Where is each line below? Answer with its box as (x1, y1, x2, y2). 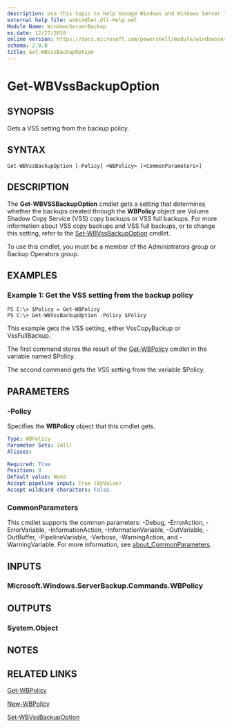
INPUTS (7, 560, 41, 572)
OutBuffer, (7, 533, 37, 542)
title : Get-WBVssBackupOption (7, 49, 95, 56)
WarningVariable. (7, 540, 57, 549)
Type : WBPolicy (7, 435, 51, 442)
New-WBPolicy (7, 700, 50, 708)
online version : (7, 36, 54, 43)
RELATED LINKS (7, 668, 77, 680)
